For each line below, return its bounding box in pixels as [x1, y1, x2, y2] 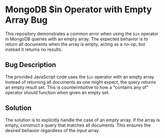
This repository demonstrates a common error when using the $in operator [5, 31, 159, 36]
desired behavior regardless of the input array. [5, 127, 100, 133]
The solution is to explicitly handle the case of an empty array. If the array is [5, 117, 160, 123]
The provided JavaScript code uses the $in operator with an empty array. [5, 73, 155, 80]
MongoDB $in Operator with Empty [5, 4, 152, 15]
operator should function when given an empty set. [5, 89, 110, 95]
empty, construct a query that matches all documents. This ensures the [5, 122, 151, 128]
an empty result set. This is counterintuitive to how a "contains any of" [5, 84, 149, 90]
